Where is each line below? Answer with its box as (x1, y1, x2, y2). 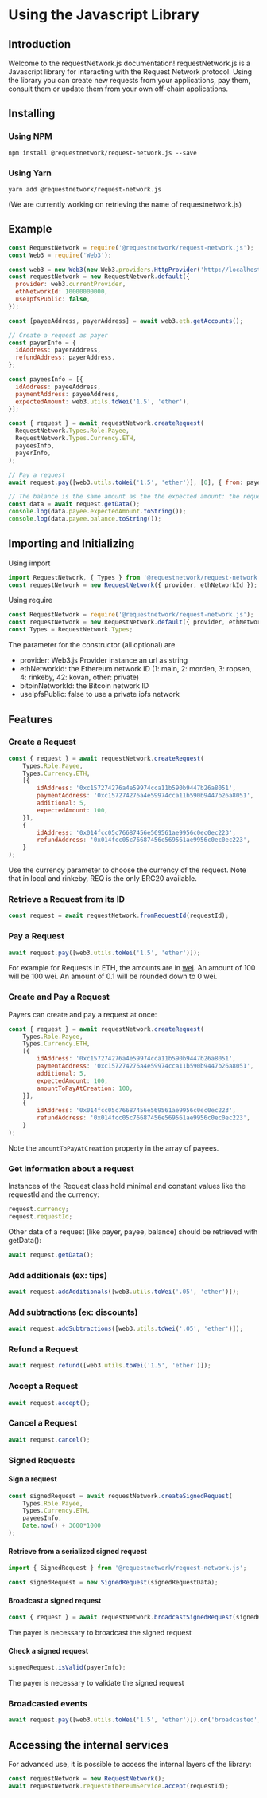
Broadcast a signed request (8, 1595, 102, 1605)
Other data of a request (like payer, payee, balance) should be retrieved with (8, 1226, 258, 1237)
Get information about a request (8, 1163, 135, 1174)
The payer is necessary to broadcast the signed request (8, 1628, 192, 1637)
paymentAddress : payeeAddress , (15, 390, 119, 398)
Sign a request (8, 1474, 57, 1484)
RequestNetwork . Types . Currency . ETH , (15, 435, 137, 443)
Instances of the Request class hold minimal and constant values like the (8, 1182, 246, 1191)
